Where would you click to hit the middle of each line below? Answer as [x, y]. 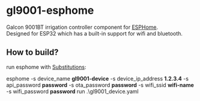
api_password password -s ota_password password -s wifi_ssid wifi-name [100, 85]
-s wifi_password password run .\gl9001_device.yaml [73, 91]
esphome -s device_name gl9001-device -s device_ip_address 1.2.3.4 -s [98, 78]
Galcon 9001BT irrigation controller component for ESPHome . [82, 27]
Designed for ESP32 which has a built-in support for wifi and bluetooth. [95, 33]
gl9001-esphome [50, 11]
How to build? [32, 53]
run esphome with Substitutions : [46, 67]
